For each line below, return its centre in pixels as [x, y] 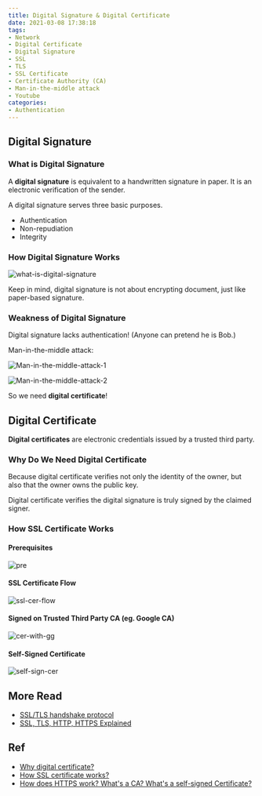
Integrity [33, 237]
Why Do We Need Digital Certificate [78, 460]
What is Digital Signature [56, 164]
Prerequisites [31, 547]
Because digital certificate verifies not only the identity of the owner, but [125, 477]
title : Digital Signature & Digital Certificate [89, 15]
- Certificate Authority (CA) [58, 81]
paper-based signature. [46, 297]
